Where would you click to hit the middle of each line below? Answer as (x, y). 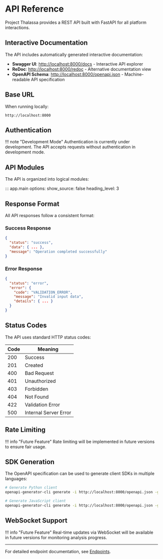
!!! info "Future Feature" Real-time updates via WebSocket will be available (79, 532)
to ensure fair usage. (26, 447)
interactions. (17, 27)
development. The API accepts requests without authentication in (70, 147)
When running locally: (27, 106)
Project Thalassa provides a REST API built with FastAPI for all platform (76, 22)
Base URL (20, 95)
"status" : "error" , (29, 283)
